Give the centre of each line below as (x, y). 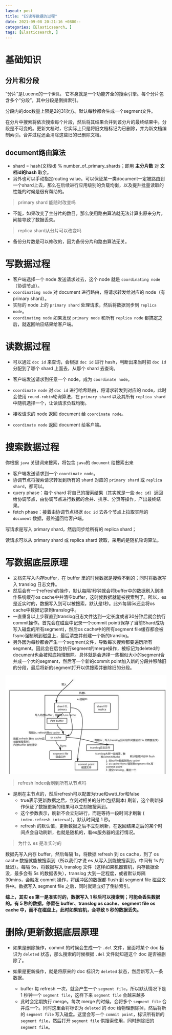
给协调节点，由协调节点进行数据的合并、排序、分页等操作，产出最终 (84, 499)
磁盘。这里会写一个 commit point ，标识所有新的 (114, 1014)
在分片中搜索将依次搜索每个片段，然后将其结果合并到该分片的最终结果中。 (84, 122)
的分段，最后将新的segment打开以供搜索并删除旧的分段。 (73, 667)
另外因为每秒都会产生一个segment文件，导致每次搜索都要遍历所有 (82, 642)
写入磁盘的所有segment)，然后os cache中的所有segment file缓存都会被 (88, 629)
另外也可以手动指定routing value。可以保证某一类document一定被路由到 (89, 178)
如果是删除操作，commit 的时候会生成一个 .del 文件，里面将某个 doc (85, 947)
